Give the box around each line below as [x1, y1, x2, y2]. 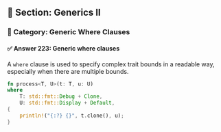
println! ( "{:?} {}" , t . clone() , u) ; [19, 112, 125, 119]
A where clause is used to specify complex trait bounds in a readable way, [7, 60, 215, 68]
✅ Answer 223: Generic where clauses [7, 44, 120, 52]
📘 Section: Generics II [7, 7, 101, 18]
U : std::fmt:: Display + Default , [19, 100, 115, 107]
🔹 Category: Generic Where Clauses [7, 27, 130, 37]
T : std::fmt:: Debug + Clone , [19, 93, 103, 100]
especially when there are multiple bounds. [7, 67, 129, 75]
